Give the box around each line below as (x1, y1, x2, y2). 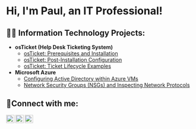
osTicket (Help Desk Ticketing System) (14, 43, 113, 51)
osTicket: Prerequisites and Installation (23, 50, 119, 57)
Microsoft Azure (14, 69, 56, 75)
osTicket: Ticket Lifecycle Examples (23, 62, 112, 70)
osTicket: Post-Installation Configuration (23, 56, 122, 63)
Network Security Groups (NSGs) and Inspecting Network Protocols (23, 81, 190, 89)
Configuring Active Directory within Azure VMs (23, 75, 138, 82)
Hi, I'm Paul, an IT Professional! (6, 4, 163, 18)
